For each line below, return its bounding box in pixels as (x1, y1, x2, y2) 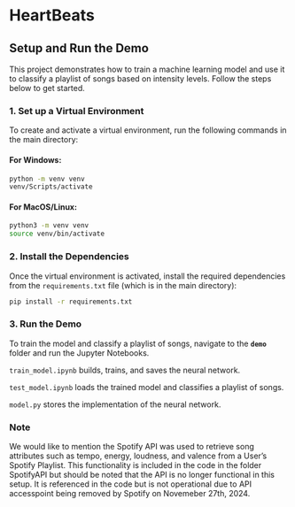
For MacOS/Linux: (9, 201, 78, 212)
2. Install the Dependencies (9, 250, 130, 263)
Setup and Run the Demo (9, 41, 149, 56)
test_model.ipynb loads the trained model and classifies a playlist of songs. (9, 381, 284, 392)
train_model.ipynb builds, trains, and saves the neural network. (9, 365, 241, 375)
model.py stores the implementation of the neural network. (9, 399, 221, 410)
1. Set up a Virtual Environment (9, 104, 144, 117)
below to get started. (9, 83, 86, 93)
